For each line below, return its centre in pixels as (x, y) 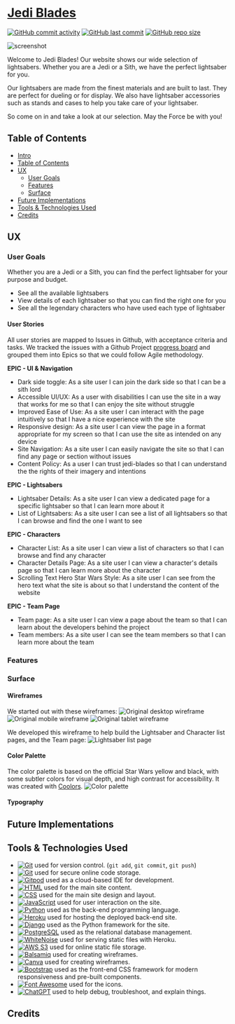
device (27, 441)
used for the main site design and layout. (97, 894)
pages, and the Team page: (47, 739)
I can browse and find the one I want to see (80, 521)
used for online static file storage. (98, 947)
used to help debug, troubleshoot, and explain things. (129, 991)
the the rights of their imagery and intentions (82, 471)
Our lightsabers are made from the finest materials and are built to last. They (117, 88)
